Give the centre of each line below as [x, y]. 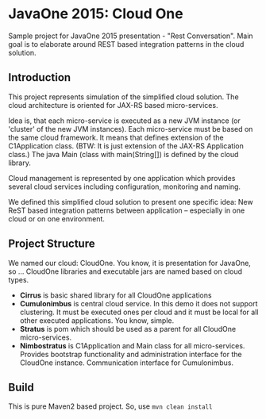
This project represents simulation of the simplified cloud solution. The [124, 97]
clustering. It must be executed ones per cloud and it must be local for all [139, 312]
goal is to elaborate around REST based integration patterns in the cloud [126, 44]
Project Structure [52, 244]
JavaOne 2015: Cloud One [96, 14]
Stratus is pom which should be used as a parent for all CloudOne [128, 329]
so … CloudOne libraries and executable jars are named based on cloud [125, 271]
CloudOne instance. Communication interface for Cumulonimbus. [127, 363]
